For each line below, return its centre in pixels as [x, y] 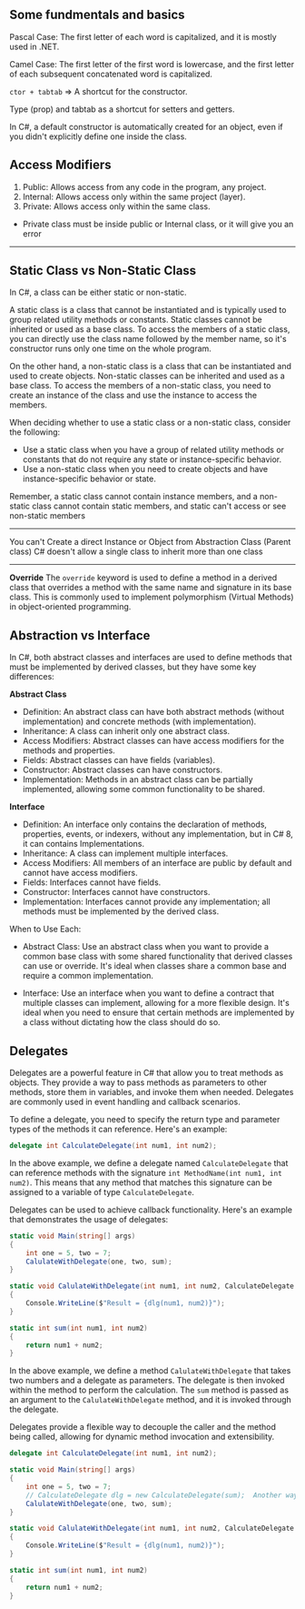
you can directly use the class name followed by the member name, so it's [148, 339]
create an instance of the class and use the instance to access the [133, 396]
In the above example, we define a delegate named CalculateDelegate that [149, 1162]
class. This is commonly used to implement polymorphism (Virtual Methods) [152, 597]
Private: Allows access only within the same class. [116, 206]
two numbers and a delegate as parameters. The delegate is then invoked [147, 1381]
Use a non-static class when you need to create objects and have [145, 469]
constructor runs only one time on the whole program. [110, 348]
